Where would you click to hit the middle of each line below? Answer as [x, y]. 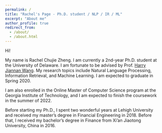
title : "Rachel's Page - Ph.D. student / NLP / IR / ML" [64, 14]
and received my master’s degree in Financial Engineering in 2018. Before [78, 115]
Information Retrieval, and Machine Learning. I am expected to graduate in [79, 76]
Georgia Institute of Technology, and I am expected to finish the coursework [81, 95]
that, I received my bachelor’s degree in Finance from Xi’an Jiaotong [73, 120]
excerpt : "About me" [26, 19]
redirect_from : [20, 28]
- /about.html [24, 37]
